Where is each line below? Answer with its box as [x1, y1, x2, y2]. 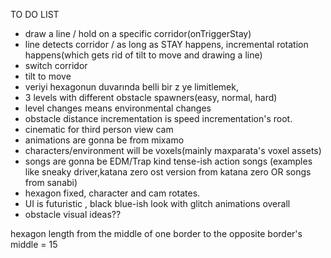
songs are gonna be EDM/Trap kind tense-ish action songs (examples [24, 155, 313, 167]
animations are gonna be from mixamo [24, 134, 185, 146]
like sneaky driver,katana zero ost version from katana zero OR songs [24, 166, 312, 178]
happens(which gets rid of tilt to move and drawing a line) [24, 49, 263, 61]
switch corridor [24, 60, 88, 71]
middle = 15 [10, 239, 58, 250]
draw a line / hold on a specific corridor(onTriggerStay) [24, 28, 252, 39]
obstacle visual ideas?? [24, 209, 122, 220]
